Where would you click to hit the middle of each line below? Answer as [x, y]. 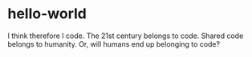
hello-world [47, 14]
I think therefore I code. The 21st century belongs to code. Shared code [126, 36]
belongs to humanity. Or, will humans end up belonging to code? [114, 44]
